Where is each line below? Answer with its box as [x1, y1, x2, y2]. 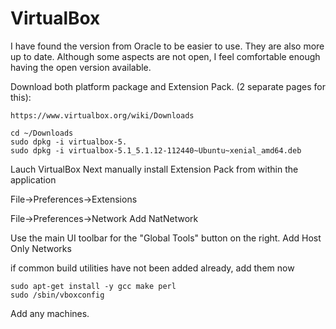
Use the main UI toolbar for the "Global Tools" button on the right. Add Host [10, 232, 322, 244]
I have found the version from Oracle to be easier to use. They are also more [10, 40, 325, 52]
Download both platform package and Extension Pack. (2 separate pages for [10, 80, 326, 92]
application [10, 173, 57, 186]
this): [10, 91, 32, 103]
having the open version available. [10, 61, 152, 73]
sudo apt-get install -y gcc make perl [10, 281, 177, 291]
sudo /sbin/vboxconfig [10, 290, 105, 300]
